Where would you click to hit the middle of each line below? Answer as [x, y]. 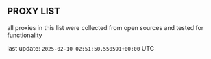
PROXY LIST [34, 11]
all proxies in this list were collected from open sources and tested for [105, 27]
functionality [25, 35]
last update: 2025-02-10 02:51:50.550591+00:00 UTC [81, 48]
